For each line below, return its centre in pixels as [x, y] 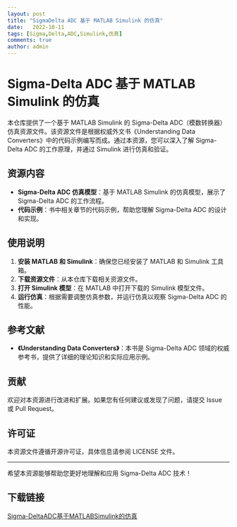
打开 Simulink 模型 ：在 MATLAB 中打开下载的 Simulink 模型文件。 [113, 288]
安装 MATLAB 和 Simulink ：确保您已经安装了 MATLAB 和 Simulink [114, 261]
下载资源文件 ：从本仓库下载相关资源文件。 [79, 279]
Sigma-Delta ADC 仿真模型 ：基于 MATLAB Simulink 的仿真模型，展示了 [121, 192]
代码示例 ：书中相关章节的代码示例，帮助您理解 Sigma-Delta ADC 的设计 [122, 209]
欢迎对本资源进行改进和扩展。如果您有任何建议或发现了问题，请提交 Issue [115, 400]
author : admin [28, 47]
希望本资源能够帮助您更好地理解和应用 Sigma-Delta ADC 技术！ [99, 473]
